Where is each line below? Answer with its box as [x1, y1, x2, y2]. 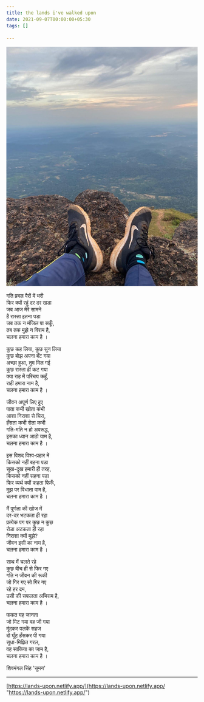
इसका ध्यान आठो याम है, [6, 433, 53, 440]
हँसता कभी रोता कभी [6, 419, 46, 427]
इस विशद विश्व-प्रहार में [6, 452, 50, 459]
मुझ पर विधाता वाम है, [6, 486, 47, 494]
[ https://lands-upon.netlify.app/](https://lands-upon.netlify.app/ [6, 683, 165, 690]
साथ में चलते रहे [6, 558, 36, 565]
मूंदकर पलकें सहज [6, 625, 41, 632]
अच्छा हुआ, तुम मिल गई [6, 359, 50, 366]
